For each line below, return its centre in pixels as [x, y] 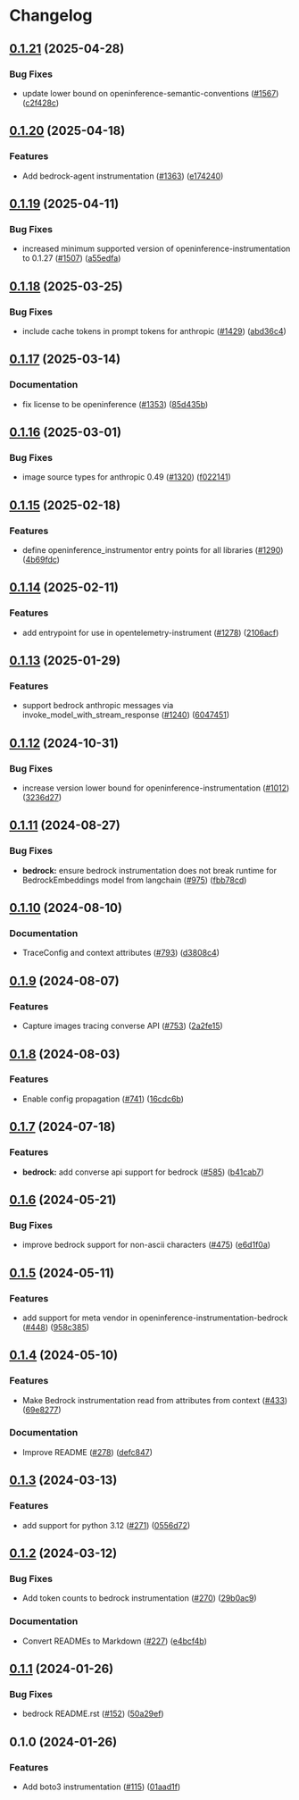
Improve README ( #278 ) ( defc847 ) [87, 1452]
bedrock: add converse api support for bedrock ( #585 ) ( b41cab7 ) [143, 1172]
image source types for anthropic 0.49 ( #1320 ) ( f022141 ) [127, 477]
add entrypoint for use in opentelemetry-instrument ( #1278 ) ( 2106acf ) [150, 632]
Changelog [51, 16]
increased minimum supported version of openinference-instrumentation [156, 249]
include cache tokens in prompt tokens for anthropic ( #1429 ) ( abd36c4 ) [154, 331]
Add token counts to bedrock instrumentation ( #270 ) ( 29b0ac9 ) [139, 1598]
